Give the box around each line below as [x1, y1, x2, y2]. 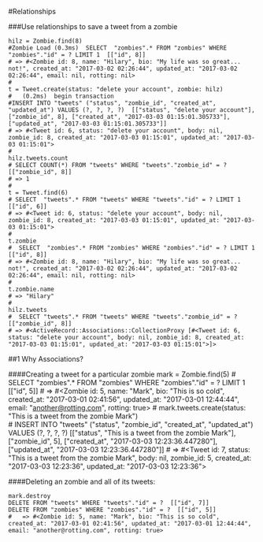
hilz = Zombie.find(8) [8, 37, 83, 45]
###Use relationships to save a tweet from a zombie [8, 22, 178, 31]
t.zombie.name [8, 285, 55, 293]
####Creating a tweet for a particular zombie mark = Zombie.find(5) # [8, 369, 236, 379]
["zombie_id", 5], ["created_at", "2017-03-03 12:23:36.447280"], [8, 436, 218, 446]
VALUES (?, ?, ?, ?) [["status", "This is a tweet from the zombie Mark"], [8, 429, 236, 437]
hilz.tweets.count [8, 154, 69, 162]
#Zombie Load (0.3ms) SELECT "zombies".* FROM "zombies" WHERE [8, 44, 227, 52]
